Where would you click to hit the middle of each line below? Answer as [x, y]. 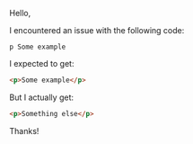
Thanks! [24, 130]
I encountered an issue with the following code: [97, 30]
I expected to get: [42, 63]
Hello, [20, 13]
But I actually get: [42, 97]
